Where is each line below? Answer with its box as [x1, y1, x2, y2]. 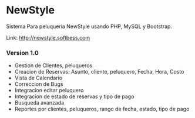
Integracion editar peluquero [14, 87, 84, 94]
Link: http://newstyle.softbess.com [6, 34, 90, 41]
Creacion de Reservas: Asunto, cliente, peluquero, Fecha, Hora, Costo [14, 68, 184, 75]
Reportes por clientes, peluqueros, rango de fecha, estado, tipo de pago [14, 106, 190, 113]
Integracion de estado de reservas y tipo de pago [14, 93, 135, 100]
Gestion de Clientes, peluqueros [14, 62, 93, 69]
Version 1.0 [6, 48, 39, 57]
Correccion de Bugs [14, 81, 63, 88]
